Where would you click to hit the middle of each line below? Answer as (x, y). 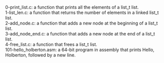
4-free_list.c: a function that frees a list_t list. (51, 44)
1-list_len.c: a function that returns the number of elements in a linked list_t (82, 12)
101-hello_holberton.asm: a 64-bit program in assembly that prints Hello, (80, 50)
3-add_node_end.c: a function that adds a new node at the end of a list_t (80, 34)
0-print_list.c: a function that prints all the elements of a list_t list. (72, 7)
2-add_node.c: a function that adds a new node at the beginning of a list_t (81, 23)
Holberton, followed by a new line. (41, 55)
